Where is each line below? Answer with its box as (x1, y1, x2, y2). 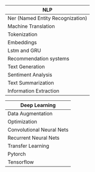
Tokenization (7, 31, 38, 38)
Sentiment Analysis (7, 72, 52, 78)
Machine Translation (7, 23, 55, 29)
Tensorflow (7, 159, 34, 166)
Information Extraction (7, 87, 59, 94)
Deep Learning (20, 102, 56, 108)
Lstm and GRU (7, 47, 41, 54)
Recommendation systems (7, 55, 69, 62)
